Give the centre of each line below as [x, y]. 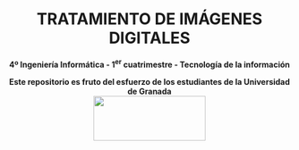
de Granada [149, 91]
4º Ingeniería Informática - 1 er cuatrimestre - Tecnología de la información [149, 63]
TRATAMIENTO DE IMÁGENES [149, 19]
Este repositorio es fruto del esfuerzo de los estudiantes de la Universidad [149, 81]
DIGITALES [149, 38]
